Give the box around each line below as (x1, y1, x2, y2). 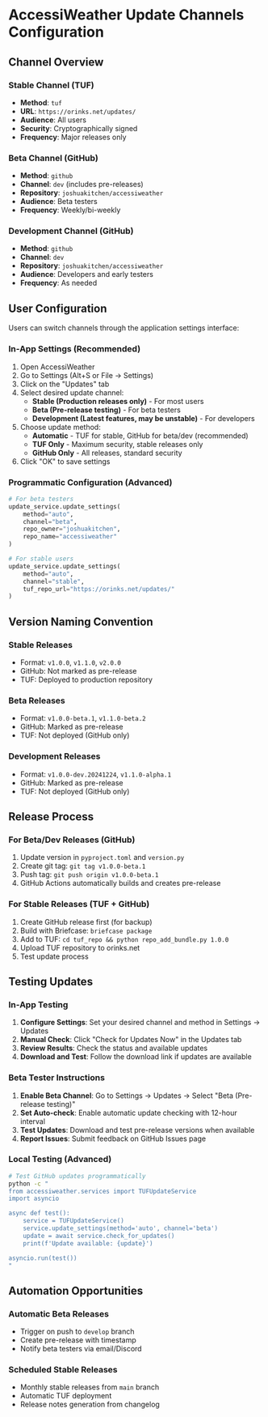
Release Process (8, 810, 94, 823)
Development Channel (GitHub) (8, 225, 135, 236)
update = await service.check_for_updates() (23, 1232, 175, 1240)
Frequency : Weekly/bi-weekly (19, 205, 121, 215)
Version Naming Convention (8, 615, 153, 628)
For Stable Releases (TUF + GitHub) (8, 899, 150, 910)
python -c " (8, 1180, 48, 1188)
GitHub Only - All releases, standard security (31, 448, 183, 457)
